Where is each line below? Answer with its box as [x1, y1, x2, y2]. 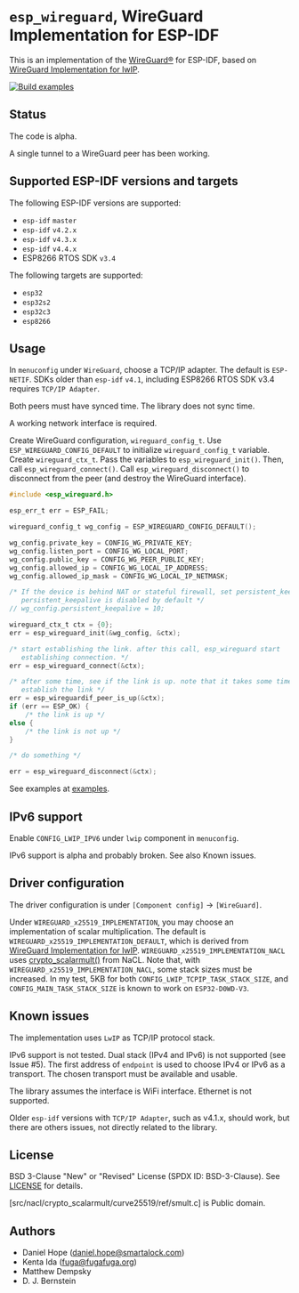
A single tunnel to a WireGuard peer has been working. [9, 148, 211, 158]
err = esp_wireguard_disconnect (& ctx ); [9, 767, 158, 776]
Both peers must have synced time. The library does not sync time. [9, 400, 255, 411]
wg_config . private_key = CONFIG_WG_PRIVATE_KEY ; [9, 538, 193, 547]
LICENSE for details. [9, 1181, 84, 1192]
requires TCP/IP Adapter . [9, 384, 101, 394]
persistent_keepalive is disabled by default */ [20, 596, 205, 605]
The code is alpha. [9, 131, 77, 141]
